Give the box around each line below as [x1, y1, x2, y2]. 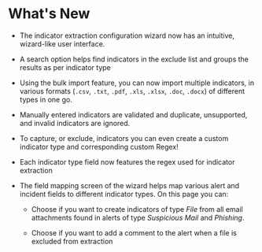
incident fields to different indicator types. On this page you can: [19, 189, 229, 198]
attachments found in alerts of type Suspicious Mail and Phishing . [31, 213, 245, 222]
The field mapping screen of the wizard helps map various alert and [19, 180, 240, 190]
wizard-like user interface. [19, 39, 105, 48]
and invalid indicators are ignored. [19, 118, 131, 128]
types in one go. [19, 94, 72, 104]
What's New [8, 5, 90, 23]
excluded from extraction [31, 236, 113, 246]
